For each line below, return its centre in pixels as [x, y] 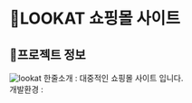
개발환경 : [26, 89]
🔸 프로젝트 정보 [48, 55]
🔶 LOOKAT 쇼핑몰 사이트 [95, 19]
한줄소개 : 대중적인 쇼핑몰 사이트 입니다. [114, 78]
